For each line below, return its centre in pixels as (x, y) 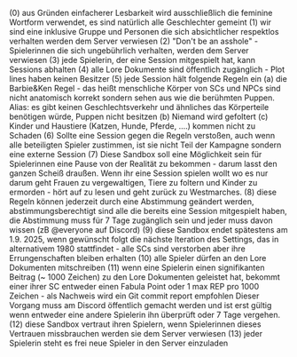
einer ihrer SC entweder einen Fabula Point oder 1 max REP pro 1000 (134, 286)
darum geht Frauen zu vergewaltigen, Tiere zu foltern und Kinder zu (133, 182)
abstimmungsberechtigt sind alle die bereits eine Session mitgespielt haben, (148, 211)
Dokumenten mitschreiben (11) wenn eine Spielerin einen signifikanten (137, 267)
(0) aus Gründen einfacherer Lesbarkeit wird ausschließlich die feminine (141, 13)
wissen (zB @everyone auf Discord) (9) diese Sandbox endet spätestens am (148, 230)
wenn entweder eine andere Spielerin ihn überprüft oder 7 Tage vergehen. (145, 315)
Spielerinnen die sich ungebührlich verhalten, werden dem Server (129, 51)
